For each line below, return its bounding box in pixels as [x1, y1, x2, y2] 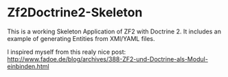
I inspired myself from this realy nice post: [7, 48, 126, 56]
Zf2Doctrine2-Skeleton [7, 5, 143, 20]
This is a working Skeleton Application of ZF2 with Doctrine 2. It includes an [7, 27, 222, 35]
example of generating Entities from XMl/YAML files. [7, 34, 156, 42]
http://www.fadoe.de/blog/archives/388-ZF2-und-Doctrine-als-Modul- [7, 55, 208, 63]
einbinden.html [7, 62, 49, 70]
